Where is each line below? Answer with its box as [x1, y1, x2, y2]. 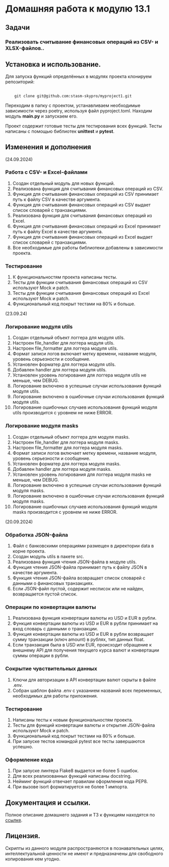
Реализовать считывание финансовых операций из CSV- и [5, 38, 158, 45]
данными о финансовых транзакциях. [12, 580, 94, 586]
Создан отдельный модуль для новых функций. [12, 180, 115, 186]
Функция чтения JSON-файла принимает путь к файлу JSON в [12, 564, 147, 570]
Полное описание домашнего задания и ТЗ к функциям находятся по [5, 812, 155, 818]
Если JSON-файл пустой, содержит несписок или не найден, [12, 586, 144, 591]
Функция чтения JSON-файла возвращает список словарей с [12, 575, 146, 581]
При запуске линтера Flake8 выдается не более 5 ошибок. [12, 768, 139, 774]
